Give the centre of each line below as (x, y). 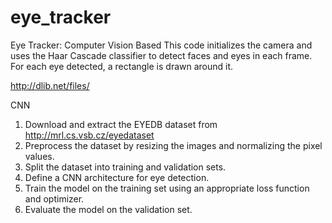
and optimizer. (54, 198)
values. (39, 156)
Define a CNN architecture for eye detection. (117, 177)
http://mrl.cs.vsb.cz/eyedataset (89, 135)
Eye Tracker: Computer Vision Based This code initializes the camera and (161, 45)
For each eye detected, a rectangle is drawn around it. (122, 66)
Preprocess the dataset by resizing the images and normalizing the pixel (173, 145)
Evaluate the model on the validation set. (108, 209)
